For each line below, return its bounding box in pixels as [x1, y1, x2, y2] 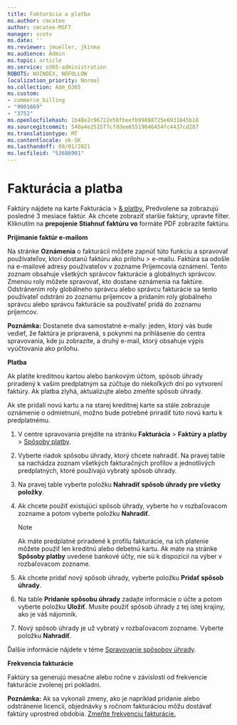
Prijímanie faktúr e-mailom [7, 233, 88, 241]
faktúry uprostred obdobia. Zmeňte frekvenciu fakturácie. [7, 709, 177, 718]
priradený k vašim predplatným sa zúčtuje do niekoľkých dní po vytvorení [7, 379, 223, 387]
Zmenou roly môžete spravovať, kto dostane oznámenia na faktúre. [7, 277, 204, 285]
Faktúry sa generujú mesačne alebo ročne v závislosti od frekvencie [7, 672, 208, 681]
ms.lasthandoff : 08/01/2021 [7, 143, 91, 151]
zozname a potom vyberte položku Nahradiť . [17, 509, 151, 517]
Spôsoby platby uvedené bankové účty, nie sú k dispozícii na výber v [17, 552, 223, 560]
